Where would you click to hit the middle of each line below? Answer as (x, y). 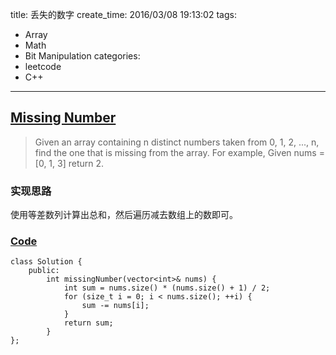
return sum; (88, 323)
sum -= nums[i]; (115, 306)
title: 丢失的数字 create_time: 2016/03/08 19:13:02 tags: (123, 14)
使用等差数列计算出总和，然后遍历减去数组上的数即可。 (124, 215)
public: (44, 271)
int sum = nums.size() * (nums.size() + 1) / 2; (167, 288)
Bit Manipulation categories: (82, 56)
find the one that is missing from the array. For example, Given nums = (179, 152)
